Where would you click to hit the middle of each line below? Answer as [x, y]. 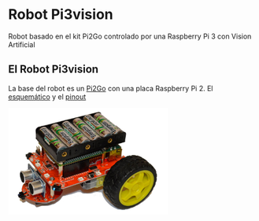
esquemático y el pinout [47, 97]
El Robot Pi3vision [54, 70]
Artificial [22, 44]
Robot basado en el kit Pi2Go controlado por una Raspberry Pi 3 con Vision [130, 36]
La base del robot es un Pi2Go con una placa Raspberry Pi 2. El [111, 88]
